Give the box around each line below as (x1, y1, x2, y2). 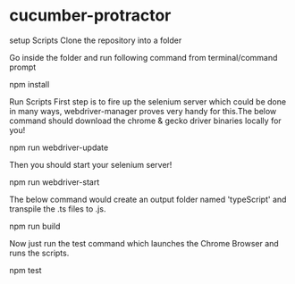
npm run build (9, 221, 61, 231)
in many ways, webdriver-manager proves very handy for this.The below (9, 105, 277, 116)
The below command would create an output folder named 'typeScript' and (9, 194, 287, 205)
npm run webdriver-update (9, 142, 109, 153)
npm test (9, 264, 42, 275)
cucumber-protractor (9, 5, 172, 26)
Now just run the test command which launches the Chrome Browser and (9, 238, 279, 248)
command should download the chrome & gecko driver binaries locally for (9, 115, 282, 126)
